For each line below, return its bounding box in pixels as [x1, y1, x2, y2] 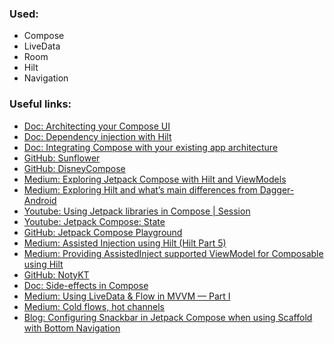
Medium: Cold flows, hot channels [23, 300, 165, 312]
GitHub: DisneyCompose [23, 162, 126, 174]
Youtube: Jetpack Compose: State [23, 215, 166, 227]
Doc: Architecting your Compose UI [23, 120, 171, 132]
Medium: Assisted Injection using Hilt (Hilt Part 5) [23, 237, 227, 249]
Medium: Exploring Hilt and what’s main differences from [23, 183, 258, 196]
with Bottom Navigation [23, 322, 121, 334]
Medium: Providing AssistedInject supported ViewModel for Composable [23, 247, 324, 259]
